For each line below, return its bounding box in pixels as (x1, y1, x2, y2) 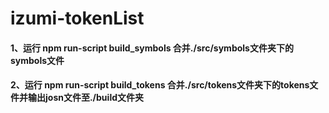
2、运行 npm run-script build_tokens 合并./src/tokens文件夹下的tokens (10, 79, 310, 91)
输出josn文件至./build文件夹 (27, 92, 145, 104)
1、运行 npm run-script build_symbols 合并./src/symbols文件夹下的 (10, 42, 294, 54)
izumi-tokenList (10, 7, 145, 30)
